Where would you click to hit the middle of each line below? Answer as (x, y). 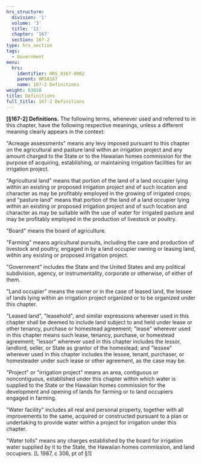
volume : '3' (27, 23)
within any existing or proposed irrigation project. (67, 255)
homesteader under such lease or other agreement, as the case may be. (96, 361)
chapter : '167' (31, 34)
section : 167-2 (31, 40)
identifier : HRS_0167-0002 (51, 74)
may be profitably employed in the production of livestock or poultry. (91, 219)
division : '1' (29, 17)
